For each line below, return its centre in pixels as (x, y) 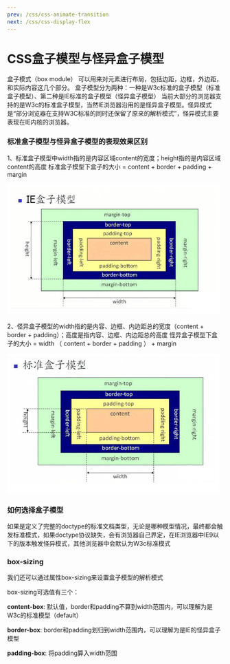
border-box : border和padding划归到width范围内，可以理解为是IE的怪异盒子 (114, 630)
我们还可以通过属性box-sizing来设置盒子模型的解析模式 (85, 577)
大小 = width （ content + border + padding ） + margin (98, 343)
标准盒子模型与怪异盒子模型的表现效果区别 (78, 142)
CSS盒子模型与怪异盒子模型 (86, 59)
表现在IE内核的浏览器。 (40, 122)
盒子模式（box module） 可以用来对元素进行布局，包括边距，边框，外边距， (115, 79)
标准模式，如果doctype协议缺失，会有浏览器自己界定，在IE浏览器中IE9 (113, 535)
